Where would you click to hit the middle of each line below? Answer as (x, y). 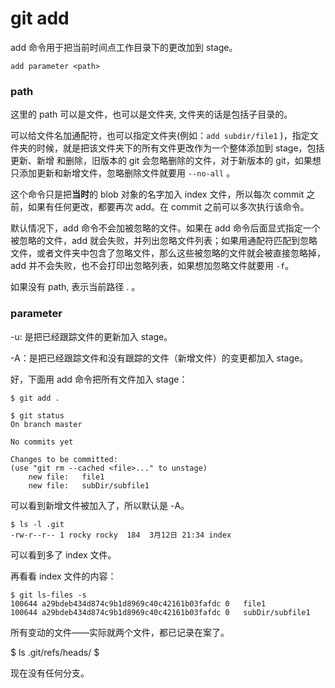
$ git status (37, 415)
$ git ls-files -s (48, 595)
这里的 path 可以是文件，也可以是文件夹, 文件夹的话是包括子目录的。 (151, 114)
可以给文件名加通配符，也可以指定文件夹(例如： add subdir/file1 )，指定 (160, 136)
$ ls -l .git (37, 524)
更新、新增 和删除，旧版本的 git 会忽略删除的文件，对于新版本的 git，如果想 (166, 161)
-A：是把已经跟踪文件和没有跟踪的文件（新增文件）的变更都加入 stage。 (159, 358)
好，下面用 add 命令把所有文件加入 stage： (99, 379)
